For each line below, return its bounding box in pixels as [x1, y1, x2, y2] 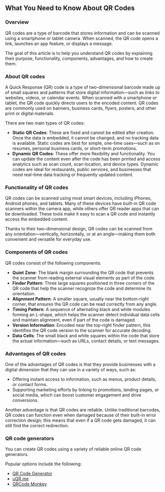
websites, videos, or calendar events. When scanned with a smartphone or [5, 94, 157, 100]
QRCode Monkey [12, 481, 47, 487]
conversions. [12, 397, 39, 403]
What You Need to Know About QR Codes [5, 4, 135, 12]
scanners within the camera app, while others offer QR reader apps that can [5, 206, 159, 212]
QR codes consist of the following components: [5, 260, 101, 266]
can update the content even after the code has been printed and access [12, 156, 161, 162]
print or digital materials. [5, 110, 55, 116]
